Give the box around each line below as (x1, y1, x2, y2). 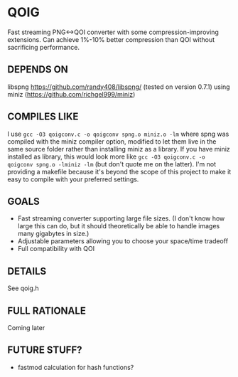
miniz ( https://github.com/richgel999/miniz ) (7, 90, 136, 98)
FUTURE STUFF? (7, 344, 82, 356)
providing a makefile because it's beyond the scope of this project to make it (7, 167, 232, 176)
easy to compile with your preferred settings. (7, 175, 139, 184)
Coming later (7, 324, 45, 331)
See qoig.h (7, 284, 39, 292)
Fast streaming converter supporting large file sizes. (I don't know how (17, 214, 225, 223)
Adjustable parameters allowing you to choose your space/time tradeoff (17, 237, 229, 245)
